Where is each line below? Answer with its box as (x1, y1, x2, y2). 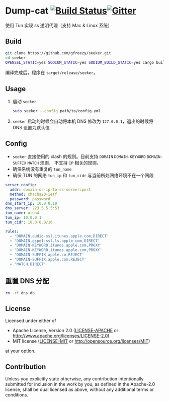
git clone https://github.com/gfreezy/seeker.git (5, 50, 112, 55)
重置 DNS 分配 (5, 277, 49, 285)
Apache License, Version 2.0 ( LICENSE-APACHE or (12, 328, 119, 334)
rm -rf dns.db (5, 290, 35, 295)
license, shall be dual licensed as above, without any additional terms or (5, 386, 154, 392)
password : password (10, 196, 51, 201)
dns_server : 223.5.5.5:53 (5, 206, 59, 211)
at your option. (5, 348, 36, 354)
